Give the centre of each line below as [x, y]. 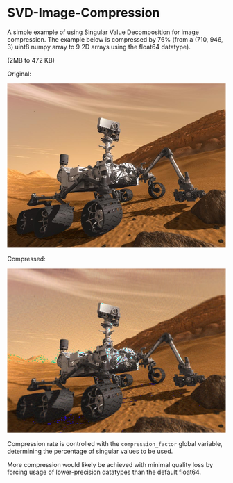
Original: [19, 74]
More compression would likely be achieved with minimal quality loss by [110, 465]
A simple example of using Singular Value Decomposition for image [103, 32]
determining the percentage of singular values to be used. [90, 451]
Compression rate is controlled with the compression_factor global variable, [115, 444]
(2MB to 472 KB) [31, 60]
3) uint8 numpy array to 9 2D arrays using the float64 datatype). [99, 47]
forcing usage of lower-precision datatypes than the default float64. [104, 472]
